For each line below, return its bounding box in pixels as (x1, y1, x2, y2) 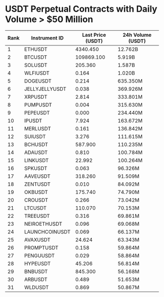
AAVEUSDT (24, 172, 51, 179)
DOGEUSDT (24, 77, 52, 84)
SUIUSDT (24, 133, 46, 140)
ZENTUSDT (24, 181, 51, 188)
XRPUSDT (24, 93, 47, 100)
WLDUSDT (24, 284, 49, 291)
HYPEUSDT (24, 260, 51, 267)
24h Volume (123, 31, 152, 38)
